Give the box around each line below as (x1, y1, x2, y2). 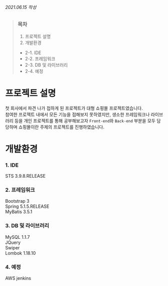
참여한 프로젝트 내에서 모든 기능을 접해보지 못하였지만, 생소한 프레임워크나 (5, 111, 150, 117)
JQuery (5, 239, 21, 245)
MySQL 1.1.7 (5, 234, 30, 240)
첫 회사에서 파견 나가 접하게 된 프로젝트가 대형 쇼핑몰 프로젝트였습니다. (5, 105, 143, 111)
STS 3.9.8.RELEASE (5, 173, 46, 179)
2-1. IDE (25, 50, 42, 56)
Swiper (5, 244, 20, 250)
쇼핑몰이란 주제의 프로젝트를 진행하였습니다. (18, 124, 105, 130)
